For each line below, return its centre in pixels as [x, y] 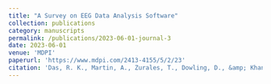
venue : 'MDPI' [32, 53]
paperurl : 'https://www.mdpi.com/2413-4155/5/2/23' [97, 61]
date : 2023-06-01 [38, 46]
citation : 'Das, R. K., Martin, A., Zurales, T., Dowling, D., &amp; [128, 68]
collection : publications [52, 23]
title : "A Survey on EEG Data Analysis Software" [94, 16]
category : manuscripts [46, 30]
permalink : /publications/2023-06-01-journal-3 [90, 38]
